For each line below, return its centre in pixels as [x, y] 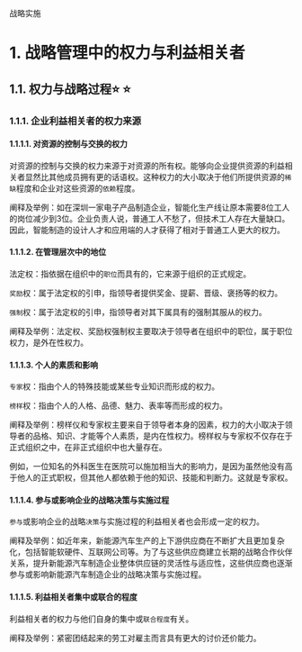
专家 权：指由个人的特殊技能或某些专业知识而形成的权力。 [115, 386]
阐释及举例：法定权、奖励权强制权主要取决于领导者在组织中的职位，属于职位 [151, 331]
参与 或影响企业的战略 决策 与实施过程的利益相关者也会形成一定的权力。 [137, 521]
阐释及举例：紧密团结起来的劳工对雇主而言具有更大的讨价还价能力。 [135, 638]
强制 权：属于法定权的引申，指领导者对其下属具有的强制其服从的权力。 [138, 312]
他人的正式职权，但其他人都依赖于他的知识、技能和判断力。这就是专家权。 [155, 478]
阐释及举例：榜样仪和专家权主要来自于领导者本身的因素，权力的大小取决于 [147, 425]
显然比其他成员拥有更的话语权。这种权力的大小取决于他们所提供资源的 [155, 177]
